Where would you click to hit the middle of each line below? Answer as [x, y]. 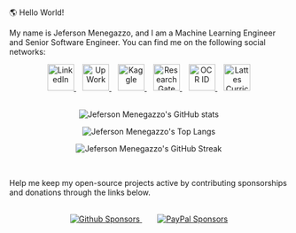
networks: [27, 52]
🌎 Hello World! [37, 12]
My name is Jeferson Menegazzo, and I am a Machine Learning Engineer [143, 33]
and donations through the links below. [80, 192]
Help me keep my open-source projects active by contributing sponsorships [148, 183]
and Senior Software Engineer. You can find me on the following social [137, 42]
